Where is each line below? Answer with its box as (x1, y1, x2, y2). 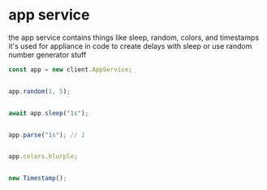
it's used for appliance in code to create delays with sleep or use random (8, 41, 252, 50)
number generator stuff (8, 50, 87, 59)
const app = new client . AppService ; (8, 65, 132, 74)
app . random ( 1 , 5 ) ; (8, 87, 71, 95)
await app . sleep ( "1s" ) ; (8, 109, 89, 117)
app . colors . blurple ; (8, 153, 79, 161)
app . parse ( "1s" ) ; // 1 (8, 131, 85, 139)
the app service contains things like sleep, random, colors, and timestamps (8, 32, 260, 42)
